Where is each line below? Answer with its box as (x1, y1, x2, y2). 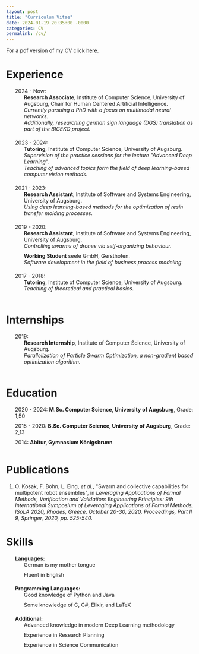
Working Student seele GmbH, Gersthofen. (23, 252, 131, 260)
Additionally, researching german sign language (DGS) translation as (23, 119, 194, 127)
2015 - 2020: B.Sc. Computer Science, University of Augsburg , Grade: (14, 422, 191, 429)
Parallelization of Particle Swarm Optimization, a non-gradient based (23, 352, 194, 359)
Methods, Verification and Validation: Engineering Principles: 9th (14, 495, 174, 503)
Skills (6, 535, 34, 549)
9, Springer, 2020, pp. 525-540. (14, 514, 93, 522)
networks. (23, 113, 49, 120)
